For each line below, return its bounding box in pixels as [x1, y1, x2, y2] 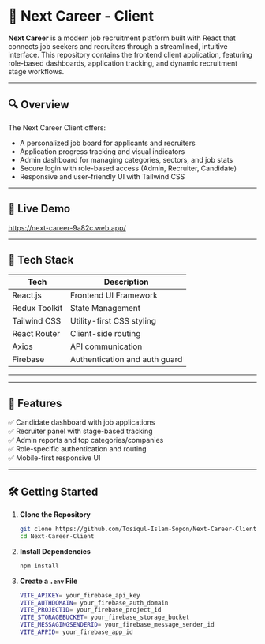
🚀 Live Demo [8, 202, 71, 215]
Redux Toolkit [12, 303, 63, 314]
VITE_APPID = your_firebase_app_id [19, 628, 133, 636]
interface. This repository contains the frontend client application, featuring [8, 50, 252, 59]
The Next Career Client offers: [8, 122, 106, 133]
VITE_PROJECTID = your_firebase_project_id [19, 606, 162, 614]
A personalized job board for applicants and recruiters [19, 138, 196, 148]
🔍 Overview [8, 98, 69, 111]
